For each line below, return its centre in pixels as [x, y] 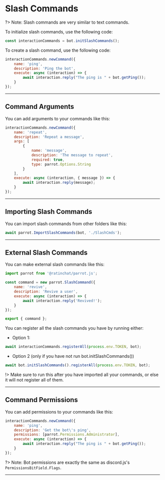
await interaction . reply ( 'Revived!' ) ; [62, 301]
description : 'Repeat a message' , [49, 137]
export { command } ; [26, 319]
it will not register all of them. [34, 380]
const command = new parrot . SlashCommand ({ [50, 282]
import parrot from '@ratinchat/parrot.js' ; [51, 274]
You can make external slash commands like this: [55, 265]
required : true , [48, 160]
